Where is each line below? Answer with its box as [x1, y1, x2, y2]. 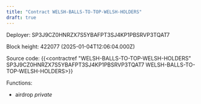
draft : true [6, 15, 36, 21]
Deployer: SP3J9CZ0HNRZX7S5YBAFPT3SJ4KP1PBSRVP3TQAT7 [6, 31, 170, 38]
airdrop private [15, 91, 53, 98]
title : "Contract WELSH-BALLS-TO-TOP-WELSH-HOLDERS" [6, 8, 142, 15]
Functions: [6, 79, 33, 86]
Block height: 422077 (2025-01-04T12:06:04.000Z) [6, 43, 135, 50]
